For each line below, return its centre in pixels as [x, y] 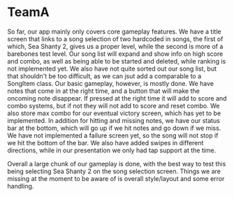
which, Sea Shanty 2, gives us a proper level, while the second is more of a [115, 46]
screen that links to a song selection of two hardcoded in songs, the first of [115, 38]
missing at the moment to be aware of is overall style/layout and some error [116, 178]
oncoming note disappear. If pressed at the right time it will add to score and [117, 98]
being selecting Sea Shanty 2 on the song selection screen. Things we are [114, 171]
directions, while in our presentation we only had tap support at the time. [112, 150]
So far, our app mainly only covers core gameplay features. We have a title [114, 31]
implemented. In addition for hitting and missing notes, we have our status [114, 120]
